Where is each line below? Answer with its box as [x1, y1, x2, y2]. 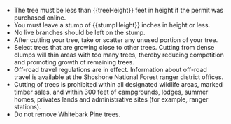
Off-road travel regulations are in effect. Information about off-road [13, 66, 208, 74]
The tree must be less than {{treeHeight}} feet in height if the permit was [13, 6, 224, 14]
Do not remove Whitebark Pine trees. [13, 110, 121, 118]
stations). [13, 103, 41, 111]
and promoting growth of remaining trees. [13, 58, 134, 66]
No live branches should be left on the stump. [13, 28, 146, 36]
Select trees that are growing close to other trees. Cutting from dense [13, 43, 215, 51]
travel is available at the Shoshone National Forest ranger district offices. [13, 73, 224, 81]
